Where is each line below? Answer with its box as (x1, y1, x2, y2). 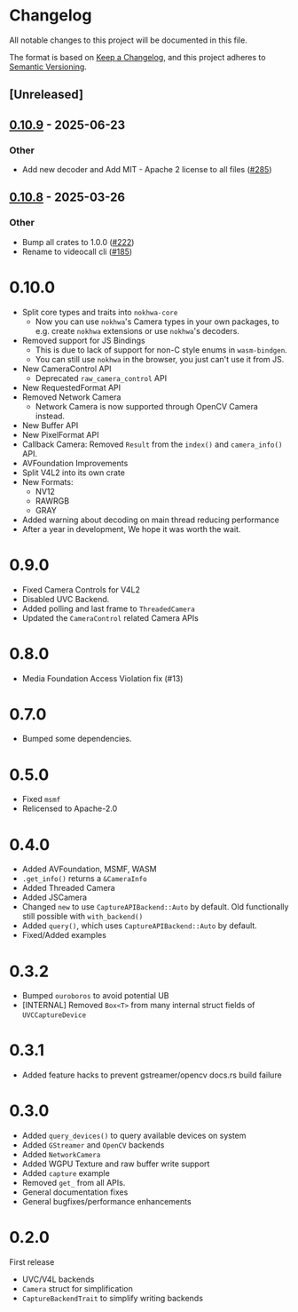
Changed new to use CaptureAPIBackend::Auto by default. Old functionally (21, 902, 289, 912)
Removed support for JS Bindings (21, 335, 145, 346)
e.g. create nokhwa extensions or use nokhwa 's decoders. (35, 325, 239, 336)
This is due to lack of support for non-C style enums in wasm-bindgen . (35, 344, 288, 355)
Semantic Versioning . (9, 61, 87, 72)
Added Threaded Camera (21, 883, 115, 894)
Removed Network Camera (21, 392, 122, 402)
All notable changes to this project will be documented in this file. (9, 35, 248, 45)
